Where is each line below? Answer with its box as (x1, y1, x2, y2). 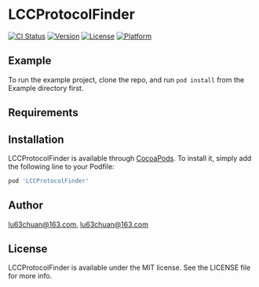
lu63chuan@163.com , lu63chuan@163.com (8, 220, 149, 229)
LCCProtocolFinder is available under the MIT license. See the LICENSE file (8, 263, 251, 272)
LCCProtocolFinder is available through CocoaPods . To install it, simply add (8, 153, 252, 162)
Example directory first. (8, 83, 84, 93)
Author (8, 198, 43, 213)
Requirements (8, 106, 78, 119)
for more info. (8, 271, 53, 281)
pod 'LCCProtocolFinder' (8, 176, 89, 185)
